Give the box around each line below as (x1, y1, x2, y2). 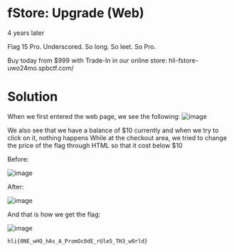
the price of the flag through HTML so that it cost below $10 (7, 141, 183, 149)
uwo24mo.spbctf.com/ (7, 63, 74, 72)
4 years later (7, 28, 45, 37)
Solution (7, 89, 58, 105)
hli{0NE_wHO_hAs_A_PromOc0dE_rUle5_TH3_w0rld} (7, 237, 148, 245)
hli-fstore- (168, 56, 198, 65)
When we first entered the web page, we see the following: (7, 112, 181, 120)
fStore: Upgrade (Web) (7, 5, 144, 21)
